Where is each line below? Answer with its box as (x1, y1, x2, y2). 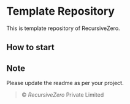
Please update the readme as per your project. (6, 80, 124, 87)
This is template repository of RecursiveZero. (6, 24, 121, 32)
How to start (6, 42, 55, 53)
